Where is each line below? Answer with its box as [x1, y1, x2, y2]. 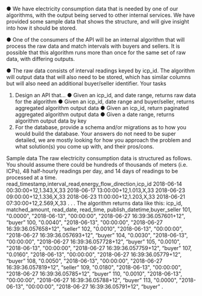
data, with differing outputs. [6, 56, 75, 62]
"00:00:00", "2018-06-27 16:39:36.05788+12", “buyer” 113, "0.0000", [6, 277, 178, 283]
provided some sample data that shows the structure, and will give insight [6, 18, 189, 25]
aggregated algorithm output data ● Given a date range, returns [14, 111, 175, 118]
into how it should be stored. [6, 24, 77, 31]
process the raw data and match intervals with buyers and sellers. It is [6, 42, 180, 50]
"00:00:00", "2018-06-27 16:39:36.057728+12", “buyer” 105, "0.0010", [6, 238, 181, 245]
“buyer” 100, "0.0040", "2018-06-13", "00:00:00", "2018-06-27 [6, 219, 163, 226]
